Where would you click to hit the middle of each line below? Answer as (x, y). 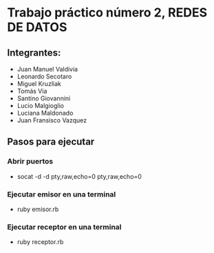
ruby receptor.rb (40, 242)
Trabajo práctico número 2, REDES (107, 13)
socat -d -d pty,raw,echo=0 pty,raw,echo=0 (79, 176)
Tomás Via (32, 91)
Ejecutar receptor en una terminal (64, 227)
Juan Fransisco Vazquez (52, 120)
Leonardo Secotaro (44, 76)
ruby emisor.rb (38, 209)
